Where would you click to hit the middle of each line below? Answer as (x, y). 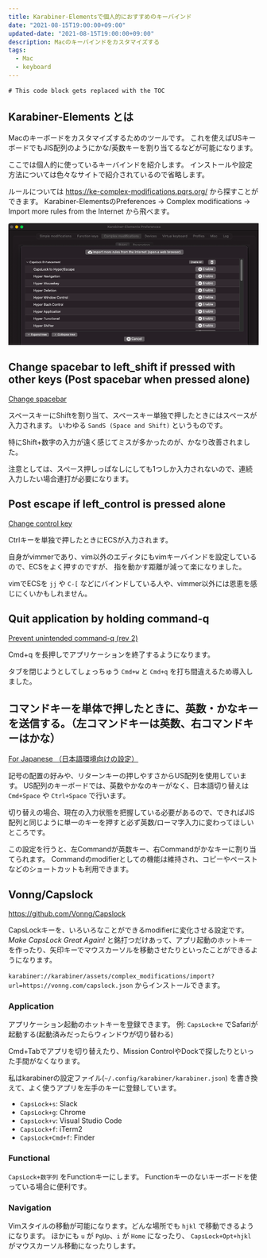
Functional (29, 1158)
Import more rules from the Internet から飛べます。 (91, 211)
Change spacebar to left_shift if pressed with (122, 367)
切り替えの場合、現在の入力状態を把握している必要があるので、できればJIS (132, 812)
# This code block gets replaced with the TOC (87, 91)
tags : (17, 50)
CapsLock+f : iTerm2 (51, 1129)
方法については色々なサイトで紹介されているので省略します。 (108, 174)
